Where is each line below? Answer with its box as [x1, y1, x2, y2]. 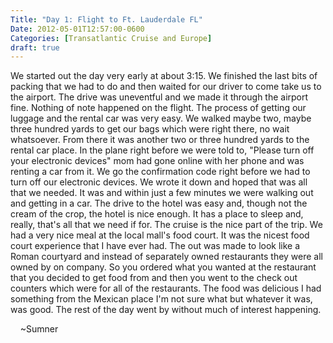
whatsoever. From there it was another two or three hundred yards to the [10, 134, 310, 146]
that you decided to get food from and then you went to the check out [10, 272, 298, 284]
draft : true [10, 42, 60, 53]
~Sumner [19, 323, 59, 335]
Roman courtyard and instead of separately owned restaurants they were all [10, 251, 323, 263]
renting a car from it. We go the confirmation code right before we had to [10, 166, 311, 178]
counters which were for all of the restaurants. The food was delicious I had [10, 282, 322, 295]
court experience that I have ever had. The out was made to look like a [10, 240, 301, 252]
